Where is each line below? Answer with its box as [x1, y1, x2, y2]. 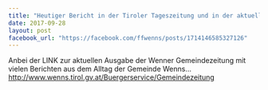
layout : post [8, 26, 52, 34]
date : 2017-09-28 [8, 19, 66, 27]
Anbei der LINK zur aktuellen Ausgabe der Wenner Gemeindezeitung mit [8, 56, 246, 65]
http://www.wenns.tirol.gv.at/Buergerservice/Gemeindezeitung [8, 72, 215, 82]
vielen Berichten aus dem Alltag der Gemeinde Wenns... [8, 65, 192, 74]
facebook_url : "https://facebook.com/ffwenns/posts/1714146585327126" [8, 33, 248, 42]
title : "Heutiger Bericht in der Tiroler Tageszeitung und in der [8, 11, 234, 20]
